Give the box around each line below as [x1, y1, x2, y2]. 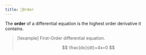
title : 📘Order [5, 7, 34, 12]
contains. [5, 25, 24, 32]
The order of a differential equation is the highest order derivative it [5, 20, 141, 26]
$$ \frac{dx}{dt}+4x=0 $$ [62, 44, 115, 50]
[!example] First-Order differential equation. [17, 35, 105, 41]
